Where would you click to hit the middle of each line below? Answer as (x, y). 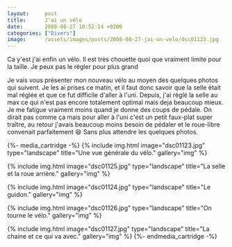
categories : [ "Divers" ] (42, 33)
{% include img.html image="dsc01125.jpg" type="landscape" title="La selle (116, 166)
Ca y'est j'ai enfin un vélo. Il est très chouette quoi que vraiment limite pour (115, 59)
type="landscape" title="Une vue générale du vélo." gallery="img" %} (107, 153)
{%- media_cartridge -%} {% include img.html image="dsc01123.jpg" (106, 145)
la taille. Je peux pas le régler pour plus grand (73, 67)
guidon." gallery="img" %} (45, 195)
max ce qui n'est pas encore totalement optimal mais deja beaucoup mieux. (115, 102)
